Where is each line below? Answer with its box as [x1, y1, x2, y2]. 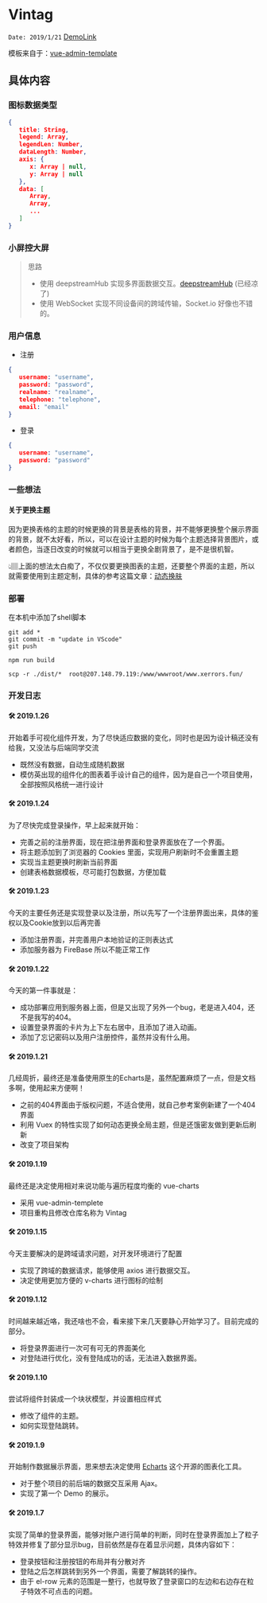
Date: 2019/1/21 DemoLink [8, 32, 97, 41]
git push [8, 642, 37, 650]
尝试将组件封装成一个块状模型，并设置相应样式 [8, 1394, 161, 1404]
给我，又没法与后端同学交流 [8, 743, 99, 752]
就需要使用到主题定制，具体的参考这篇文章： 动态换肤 [8, 571, 183, 581]
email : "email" [18, 403, 69, 411]
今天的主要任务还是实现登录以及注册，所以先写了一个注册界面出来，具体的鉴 [8, 907, 259, 917]
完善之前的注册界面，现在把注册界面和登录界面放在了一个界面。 [19, 837, 229, 847]
